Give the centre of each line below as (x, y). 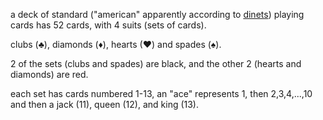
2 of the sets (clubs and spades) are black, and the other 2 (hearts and (156, 63)
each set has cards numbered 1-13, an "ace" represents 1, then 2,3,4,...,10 (161, 93)
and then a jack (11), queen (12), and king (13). (105, 104)
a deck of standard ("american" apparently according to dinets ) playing (157, 14)
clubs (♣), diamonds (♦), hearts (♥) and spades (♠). (116, 44)
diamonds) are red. (49, 74)
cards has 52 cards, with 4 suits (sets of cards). (108, 25)
